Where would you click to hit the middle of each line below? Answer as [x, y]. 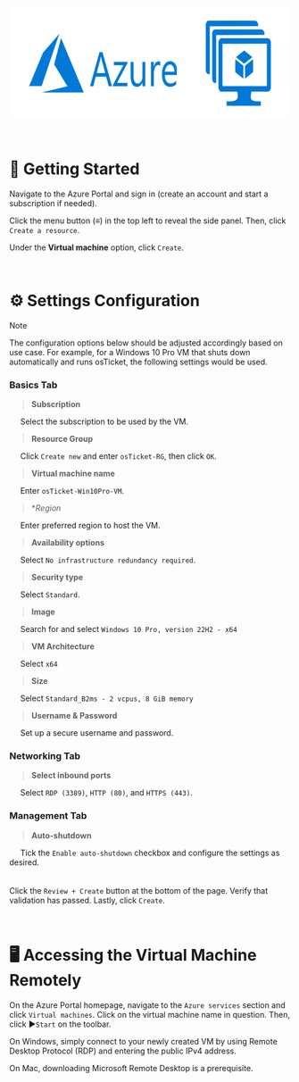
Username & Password [74, 716]
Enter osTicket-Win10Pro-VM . [72, 491]
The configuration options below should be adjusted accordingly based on [146, 343]
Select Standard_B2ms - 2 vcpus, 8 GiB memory [107, 698]
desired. [25, 862]
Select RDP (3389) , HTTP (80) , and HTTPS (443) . [107, 793]
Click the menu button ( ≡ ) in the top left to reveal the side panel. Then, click [148, 221]
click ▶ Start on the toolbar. [60, 1024]
